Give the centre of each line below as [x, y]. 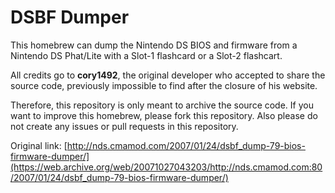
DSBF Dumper [70, 17]
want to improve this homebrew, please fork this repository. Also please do [164, 115]
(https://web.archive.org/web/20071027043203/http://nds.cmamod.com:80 [166, 167]
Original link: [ [39, 145]
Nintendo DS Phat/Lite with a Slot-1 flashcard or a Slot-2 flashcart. [146, 55]
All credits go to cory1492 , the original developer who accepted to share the [168, 75]
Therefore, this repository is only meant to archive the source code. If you [162, 105]
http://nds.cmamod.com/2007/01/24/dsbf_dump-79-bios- [186, 145]
